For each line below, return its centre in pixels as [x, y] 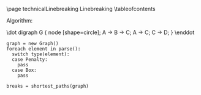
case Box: [24, 70]
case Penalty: [30, 60]
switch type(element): [41, 54]
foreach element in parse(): [44, 49]
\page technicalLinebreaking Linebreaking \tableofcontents [81, 9]
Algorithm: [19, 20]
